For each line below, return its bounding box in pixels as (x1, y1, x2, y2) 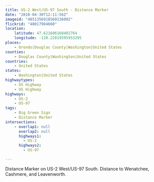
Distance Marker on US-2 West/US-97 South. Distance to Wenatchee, (5, 165, 149, 171)
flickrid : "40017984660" (5, 21, 57, 27)
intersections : (5, 119, 37, 125)
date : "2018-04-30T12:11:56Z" (5, 12, 69, 17)
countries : (5, 59, 28, 64)
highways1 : (18, 134, 42, 139)
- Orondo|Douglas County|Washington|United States (14, 45, 122, 50)
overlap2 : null (18, 129, 51, 134)
